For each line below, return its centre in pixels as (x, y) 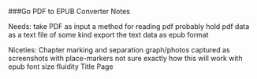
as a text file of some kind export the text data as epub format (108, 35)
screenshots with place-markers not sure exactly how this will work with (125, 58)
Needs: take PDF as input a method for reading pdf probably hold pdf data (129, 26)
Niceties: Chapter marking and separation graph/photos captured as (119, 50)
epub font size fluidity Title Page (61, 66)
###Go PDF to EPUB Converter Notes (69, 11)
